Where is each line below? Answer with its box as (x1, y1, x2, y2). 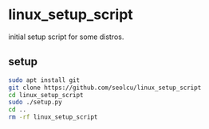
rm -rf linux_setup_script (8, 113, 98, 121)
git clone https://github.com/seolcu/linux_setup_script (8, 84, 202, 92)
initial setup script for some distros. (8, 32, 124, 41)
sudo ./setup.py (8, 98, 62, 107)
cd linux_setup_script (8, 91, 84, 99)
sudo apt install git (8, 76, 81, 84)
